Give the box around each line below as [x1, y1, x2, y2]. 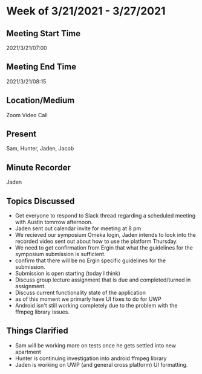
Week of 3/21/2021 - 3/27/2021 [6, 4, 166, 18]
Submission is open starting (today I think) [15, 270, 121, 277]
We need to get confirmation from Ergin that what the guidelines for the [15, 244, 194, 251]
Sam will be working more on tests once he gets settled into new [15, 341, 177, 349]
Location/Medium [6, 95, 75, 106]
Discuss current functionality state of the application [15, 289, 146, 297]
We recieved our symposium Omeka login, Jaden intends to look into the [15, 231, 197, 239]
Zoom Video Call [6, 111, 48, 118]
